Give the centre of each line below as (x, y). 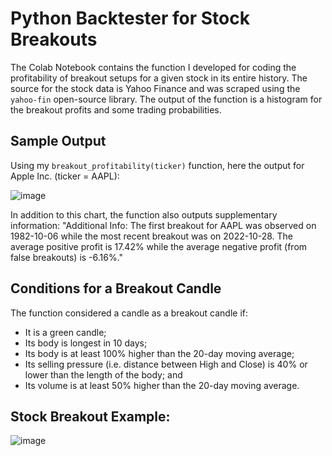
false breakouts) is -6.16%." (67, 257)
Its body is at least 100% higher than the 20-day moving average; (159, 353)
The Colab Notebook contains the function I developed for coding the (153, 67)
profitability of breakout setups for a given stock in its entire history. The (159, 78)
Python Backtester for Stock (130, 18)
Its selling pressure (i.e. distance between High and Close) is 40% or (166, 364)
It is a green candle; (65, 332)
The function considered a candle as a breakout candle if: (129, 313)
